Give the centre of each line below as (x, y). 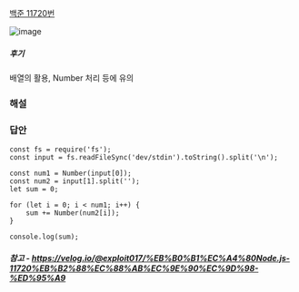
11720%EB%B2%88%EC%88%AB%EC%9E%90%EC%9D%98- (134, 268)
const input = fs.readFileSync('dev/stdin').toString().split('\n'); (144, 158)
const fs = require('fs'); (60, 150)
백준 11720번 (32, 13)
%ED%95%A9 (38, 277)
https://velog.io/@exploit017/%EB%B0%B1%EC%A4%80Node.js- (161, 258)
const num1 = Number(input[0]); (70, 174)
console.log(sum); (44, 237)
